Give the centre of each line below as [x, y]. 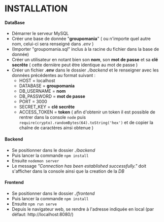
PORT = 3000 [33, 102]
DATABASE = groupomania [47, 86]
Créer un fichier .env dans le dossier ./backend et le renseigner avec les [85, 70]
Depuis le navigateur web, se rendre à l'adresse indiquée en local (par [83, 209]
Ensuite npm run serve [34, 204]
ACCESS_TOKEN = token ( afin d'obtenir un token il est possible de [87, 112]
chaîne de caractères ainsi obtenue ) [56, 128]
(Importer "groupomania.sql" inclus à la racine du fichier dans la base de [85, 49]
